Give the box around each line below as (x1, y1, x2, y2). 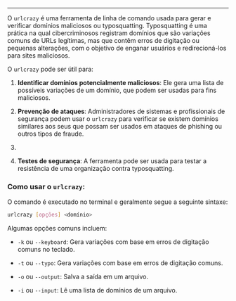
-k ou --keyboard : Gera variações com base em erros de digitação (17, 238, 209, 246)
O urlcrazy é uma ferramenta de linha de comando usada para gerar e (7, 14, 211, 22)
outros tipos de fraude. (17, 129, 84, 138)
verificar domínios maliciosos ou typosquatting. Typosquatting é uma (7, 22, 207, 30)
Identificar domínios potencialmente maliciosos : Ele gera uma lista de (17, 79, 224, 87)
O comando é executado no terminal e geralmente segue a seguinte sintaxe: (7, 198, 228, 206)
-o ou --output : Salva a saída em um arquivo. (17, 272, 149, 281)
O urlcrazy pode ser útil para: (7, 65, 93, 73)
